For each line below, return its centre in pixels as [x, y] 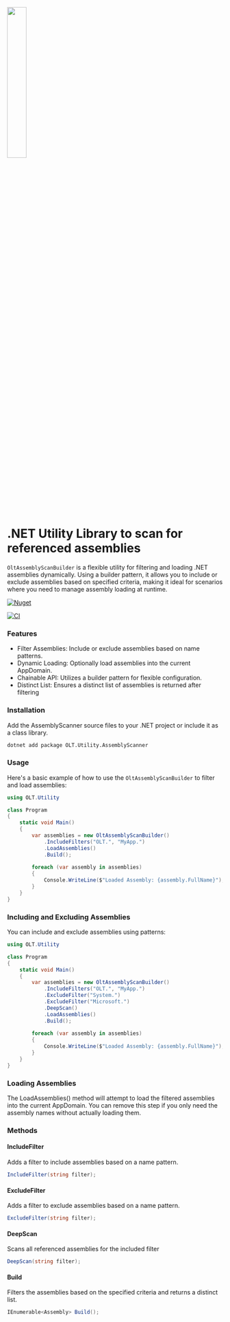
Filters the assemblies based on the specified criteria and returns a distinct [113, 1292]
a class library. [28, 732]
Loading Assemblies [42, 1083]
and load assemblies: [37, 785]
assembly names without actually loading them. [74, 1112]
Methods [22, 1130]
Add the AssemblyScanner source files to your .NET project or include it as [113, 725]
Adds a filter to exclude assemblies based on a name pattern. [93, 1206]
